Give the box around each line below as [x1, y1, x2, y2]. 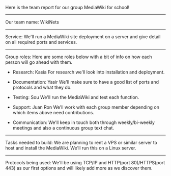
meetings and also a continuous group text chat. [12, 125, 115, 131]
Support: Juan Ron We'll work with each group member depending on [12, 104, 159, 110]
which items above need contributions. [12, 110, 95, 115]
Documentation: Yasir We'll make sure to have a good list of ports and [12, 79, 159, 85]
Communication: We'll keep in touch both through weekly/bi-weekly [12, 119, 155, 125]
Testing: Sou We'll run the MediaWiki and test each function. [12, 94, 139, 100]
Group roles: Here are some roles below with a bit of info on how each [5, 54, 152, 60]
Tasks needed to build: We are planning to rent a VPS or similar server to [5, 140, 158, 145]
